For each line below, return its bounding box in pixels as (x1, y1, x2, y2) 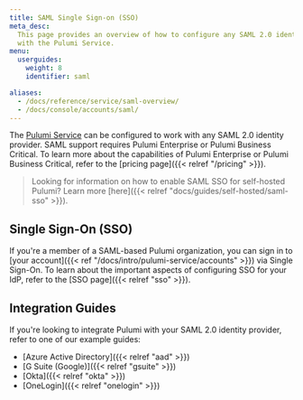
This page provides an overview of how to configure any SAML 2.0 (17, 30, 272, 39)
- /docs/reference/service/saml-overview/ (17, 97, 179, 106)
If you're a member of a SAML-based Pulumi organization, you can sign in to (9, 246, 293, 256)
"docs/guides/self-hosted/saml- (169, 186, 289, 197)
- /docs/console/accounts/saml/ (17, 105, 140, 114)
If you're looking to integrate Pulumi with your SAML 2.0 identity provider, (9, 324, 282, 335)
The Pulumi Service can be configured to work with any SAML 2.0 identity (9, 130, 284, 141)
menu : (9, 47, 30, 56)
